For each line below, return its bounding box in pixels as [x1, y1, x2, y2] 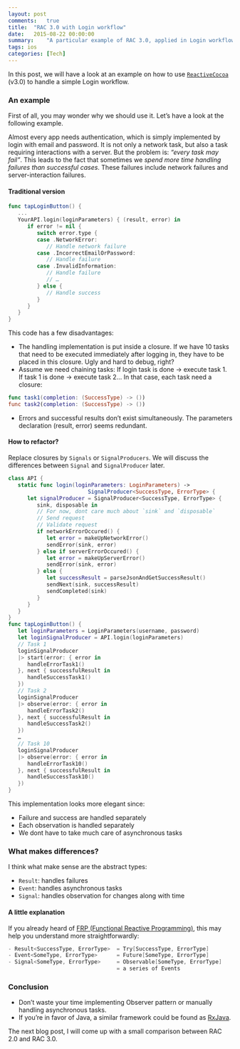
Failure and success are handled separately [18, 814, 147, 822]
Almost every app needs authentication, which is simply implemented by [8, 133, 221, 141]
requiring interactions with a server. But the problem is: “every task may [8, 148, 219, 157]
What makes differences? [8, 846, 99, 856]
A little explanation [8, 908, 65, 916]
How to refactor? [8, 437, 59, 446]
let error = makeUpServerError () [46, 554, 145, 562]
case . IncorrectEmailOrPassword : [36, 249, 136, 257]
